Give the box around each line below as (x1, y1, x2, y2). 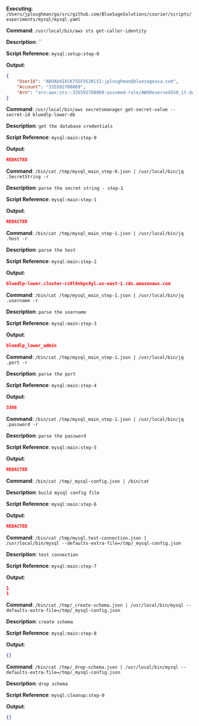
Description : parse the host (6, 246, 76, 253)
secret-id (6, 112, 31, 118)
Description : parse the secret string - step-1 (6, 184, 124, 192)
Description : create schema (6, 618, 73, 625)
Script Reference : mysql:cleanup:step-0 (6, 692, 105, 699)
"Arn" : (17, 89, 33, 96)
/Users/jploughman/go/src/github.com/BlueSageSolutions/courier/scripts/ (6, 11, 192, 17)
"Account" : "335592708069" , (17, 84, 86, 90)
